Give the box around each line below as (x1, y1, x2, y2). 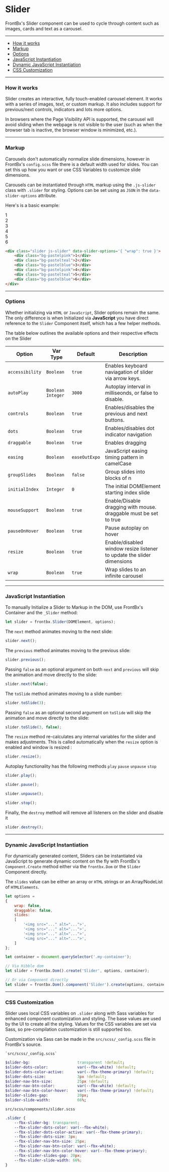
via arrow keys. (105, 375, 141, 382)
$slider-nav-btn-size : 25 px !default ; (5, 1079, 109, 1084)
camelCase (105, 460, 132, 467)
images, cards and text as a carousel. (5, 25, 83, 31)
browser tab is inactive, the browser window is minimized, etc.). (5, 127, 137, 133)
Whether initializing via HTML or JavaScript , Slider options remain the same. (5, 309, 160, 315)
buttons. (105, 416, 125, 423)
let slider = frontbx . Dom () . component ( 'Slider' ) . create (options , (5, 982, 145, 987)
